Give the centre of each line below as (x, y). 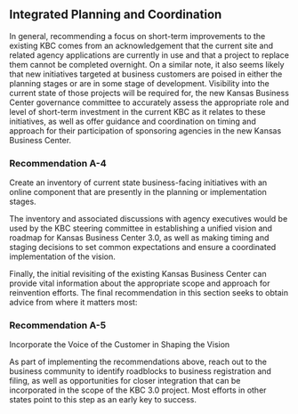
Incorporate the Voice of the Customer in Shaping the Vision (120, 345)
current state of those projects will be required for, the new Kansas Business (149, 93)
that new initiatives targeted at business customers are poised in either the (146, 74)
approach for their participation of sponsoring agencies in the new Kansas (145, 130)
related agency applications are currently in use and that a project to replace (149, 55)
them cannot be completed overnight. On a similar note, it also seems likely (147, 64)
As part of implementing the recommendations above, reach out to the (138, 362)
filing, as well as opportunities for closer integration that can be (125, 381)
